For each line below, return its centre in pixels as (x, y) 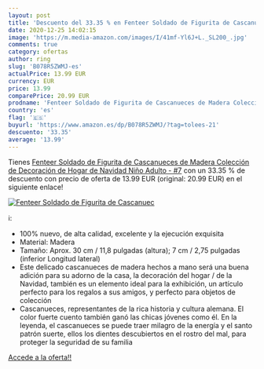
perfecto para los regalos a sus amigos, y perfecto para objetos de (127, 292)
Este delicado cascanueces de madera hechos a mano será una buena (134, 267)
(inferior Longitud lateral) (60, 258)
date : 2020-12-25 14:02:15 (52, 30)
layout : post (29, 15)
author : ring (29, 60)
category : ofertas (38, 52)
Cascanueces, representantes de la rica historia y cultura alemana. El (132, 309)
